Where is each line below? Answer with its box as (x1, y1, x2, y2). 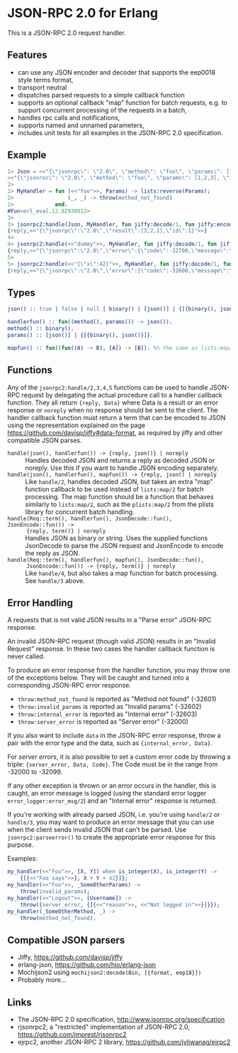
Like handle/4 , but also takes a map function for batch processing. (25, 569, 218, 577)
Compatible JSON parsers (7, 934, 125, 946)
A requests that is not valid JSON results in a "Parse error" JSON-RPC (7, 616, 212, 624)
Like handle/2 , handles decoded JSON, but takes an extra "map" (25, 477, 214, 486)
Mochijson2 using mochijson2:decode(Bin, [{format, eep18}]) (17, 968, 202, 977)
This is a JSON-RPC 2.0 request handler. (7, 28, 126, 37)
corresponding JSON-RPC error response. (7, 681, 131, 690)
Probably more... (17, 976, 67, 984)
